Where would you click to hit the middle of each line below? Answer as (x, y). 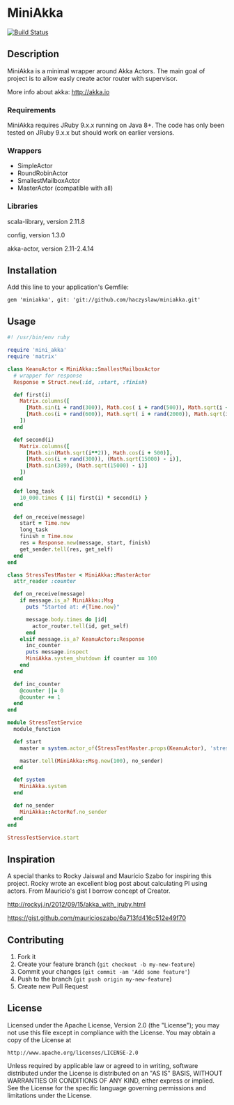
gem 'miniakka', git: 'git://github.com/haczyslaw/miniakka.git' (104, 300)
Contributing (36, 940)
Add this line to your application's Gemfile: (68, 287)
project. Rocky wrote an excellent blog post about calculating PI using (107, 884)
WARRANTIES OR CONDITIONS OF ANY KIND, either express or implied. (111, 1081)
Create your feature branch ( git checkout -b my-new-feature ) (106, 964)
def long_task (34, 491)
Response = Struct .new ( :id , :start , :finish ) (81, 382)
